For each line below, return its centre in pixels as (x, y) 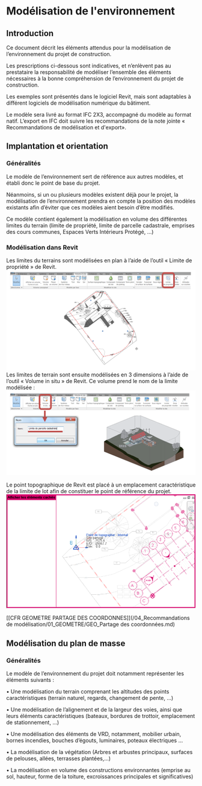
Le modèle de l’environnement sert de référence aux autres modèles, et (95, 176)
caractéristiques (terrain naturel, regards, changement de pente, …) (90, 698)
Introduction (30, 33)
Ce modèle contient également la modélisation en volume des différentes (97, 219)
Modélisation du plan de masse (66, 643)
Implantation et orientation (57, 146)
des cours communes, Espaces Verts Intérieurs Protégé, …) (80, 232)
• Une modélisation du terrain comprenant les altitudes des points (88, 691)
